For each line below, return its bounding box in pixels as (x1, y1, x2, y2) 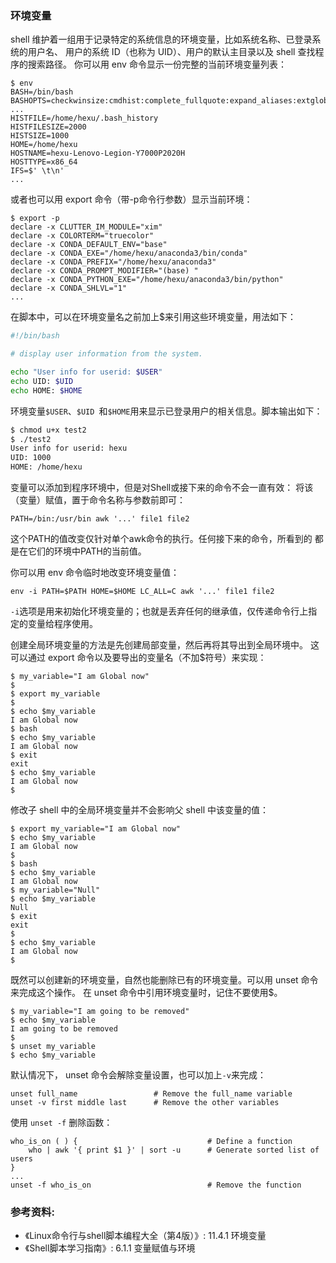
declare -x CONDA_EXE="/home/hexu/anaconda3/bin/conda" (10, 248, 248, 259)
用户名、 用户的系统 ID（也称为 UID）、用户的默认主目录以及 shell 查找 (27, 46, 316, 58)
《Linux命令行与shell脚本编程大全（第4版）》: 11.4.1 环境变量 (24, 1230, 267, 1242)
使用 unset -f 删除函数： (10, 1117, 113, 1129)
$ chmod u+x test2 (10, 425, 87, 435)
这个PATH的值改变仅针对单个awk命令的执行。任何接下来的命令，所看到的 (10, 533, 313, 545)
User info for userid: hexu (10, 443, 128, 454)
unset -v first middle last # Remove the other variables (10, 1098, 280, 1108)
